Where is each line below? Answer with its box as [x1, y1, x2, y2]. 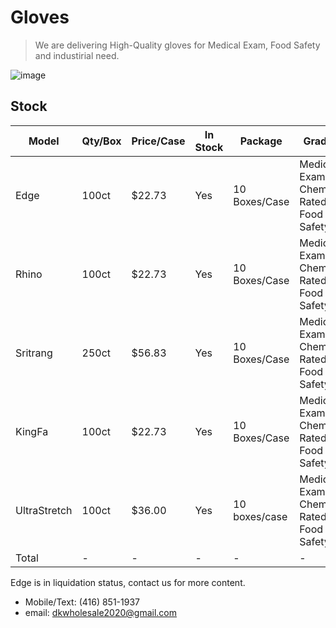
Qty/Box [81, 134, 122, 148]
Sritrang [15, 346, 53, 360]
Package [239, 134, 283, 148]
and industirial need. [34, 49, 120, 61]
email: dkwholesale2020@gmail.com [24, 606, 178, 618]
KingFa [15, 424, 49, 438]
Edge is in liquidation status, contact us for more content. [10, 576, 246, 588]
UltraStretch [15, 503, 73, 517]
